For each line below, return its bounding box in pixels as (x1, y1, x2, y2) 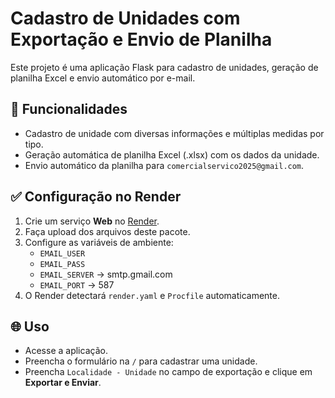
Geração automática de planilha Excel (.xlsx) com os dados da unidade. (24, 148, 320, 161)
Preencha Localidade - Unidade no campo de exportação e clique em (24, 366, 313, 378)
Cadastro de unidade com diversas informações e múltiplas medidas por (24, 127, 325, 139)
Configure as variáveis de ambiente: (24, 236, 174, 248)
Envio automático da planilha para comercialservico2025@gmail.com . (24, 159, 305, 171)
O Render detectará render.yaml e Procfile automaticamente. (24, 289, 280, 301)
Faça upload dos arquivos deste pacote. (24, 225, 191, 237)
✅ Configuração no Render (10, 188, 182, 206)
